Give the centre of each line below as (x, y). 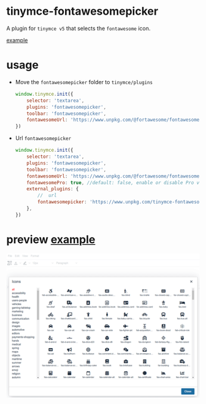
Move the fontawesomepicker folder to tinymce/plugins (84, 82)
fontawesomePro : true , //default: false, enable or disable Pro (110, 182)
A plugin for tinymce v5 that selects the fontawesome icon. (78, 28)
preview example (51, 239)
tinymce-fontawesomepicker (82, 11)
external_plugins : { (53, 189)
